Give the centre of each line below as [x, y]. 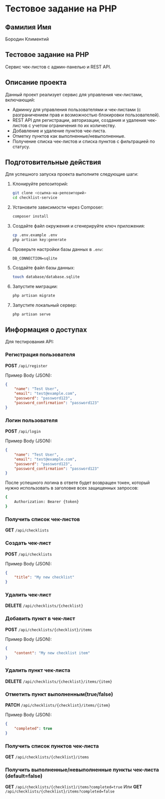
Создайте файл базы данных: [43, 267]
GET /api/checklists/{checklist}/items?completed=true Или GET [74, 787]
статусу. [21, 146]
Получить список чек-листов [43, 519]
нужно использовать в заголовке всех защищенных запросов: [72, 488]
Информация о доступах [46, 330]
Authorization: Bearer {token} [47, 502]
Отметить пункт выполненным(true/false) [59, 694]
